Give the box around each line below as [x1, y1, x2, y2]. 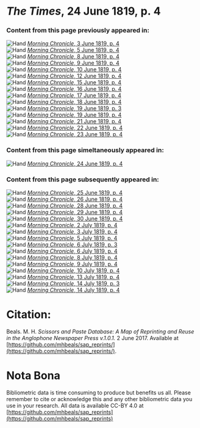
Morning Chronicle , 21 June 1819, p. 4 [27, 118, 122, 125]
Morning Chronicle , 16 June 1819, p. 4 [27, 85, 122, 93]
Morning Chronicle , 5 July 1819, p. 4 [27, 234, 118, 242]
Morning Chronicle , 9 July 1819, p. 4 [27, 261, 118, 268]
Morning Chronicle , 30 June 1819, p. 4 [27, 215, 123, 222]
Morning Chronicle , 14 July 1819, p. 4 [27, 286, 120, 294]
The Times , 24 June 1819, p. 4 [6, 4, 161, 18]
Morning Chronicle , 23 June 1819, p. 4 [27, 131, 123, 138]
